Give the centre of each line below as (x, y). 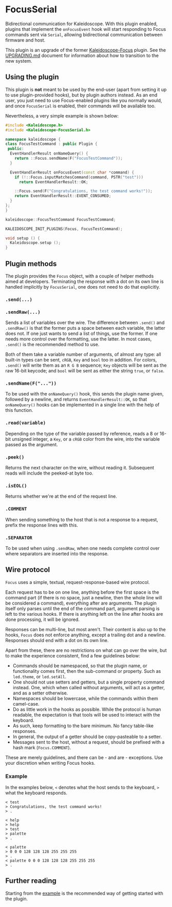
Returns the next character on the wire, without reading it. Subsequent (80, 468)
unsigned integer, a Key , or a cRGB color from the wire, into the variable (86, 439)
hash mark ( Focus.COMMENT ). (42, 747)
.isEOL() (16, 486)
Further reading (31, 881)
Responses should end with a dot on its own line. (57, 640)
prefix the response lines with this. (42, 525)
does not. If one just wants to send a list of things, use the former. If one (81, 334)
